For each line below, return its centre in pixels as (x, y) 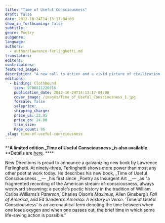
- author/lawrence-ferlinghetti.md (46, 51)
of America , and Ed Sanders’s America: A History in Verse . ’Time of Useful (81, 200)
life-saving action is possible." (36, 215)
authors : (14, 46)
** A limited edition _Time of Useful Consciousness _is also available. (77, 148)
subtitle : (15, 28)
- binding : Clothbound (33, 83)
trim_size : (25, 125)
